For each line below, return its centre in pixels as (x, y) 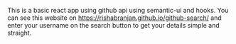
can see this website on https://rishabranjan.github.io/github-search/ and (114, 18)
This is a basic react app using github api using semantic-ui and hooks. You (118, 10)
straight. (20, 33)
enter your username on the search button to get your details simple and (114, 25)
